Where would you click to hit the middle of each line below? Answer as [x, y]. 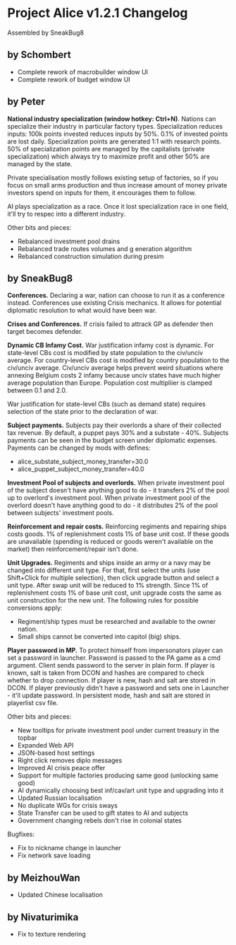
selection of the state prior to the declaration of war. [83, 412]
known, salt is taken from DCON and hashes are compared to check [106, 673]
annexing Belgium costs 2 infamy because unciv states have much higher [114, 376]
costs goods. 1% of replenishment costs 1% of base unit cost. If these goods [118, 534]
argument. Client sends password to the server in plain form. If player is [111, 666]
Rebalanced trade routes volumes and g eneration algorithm [105, 248]
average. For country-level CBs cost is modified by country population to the [118, 360]
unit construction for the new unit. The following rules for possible [103, 601]
